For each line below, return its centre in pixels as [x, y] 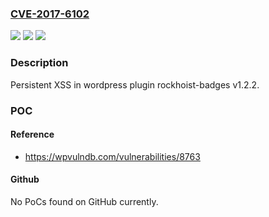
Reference [32, 134]
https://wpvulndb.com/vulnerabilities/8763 [112, 156]
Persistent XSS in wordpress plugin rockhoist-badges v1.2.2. [135, 84]
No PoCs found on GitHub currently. [84, 201]
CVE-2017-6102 [50, 14]
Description [39, 63]
